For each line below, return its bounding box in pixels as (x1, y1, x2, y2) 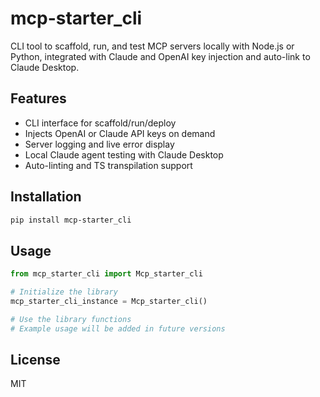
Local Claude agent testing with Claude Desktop (24, 148, 224, 161)
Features (10, 90, 67, 107)
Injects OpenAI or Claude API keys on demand (24, 127, 216, 139)
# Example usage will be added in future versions (10, 323, 226, 334)
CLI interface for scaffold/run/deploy (24, 117, 177, 129)
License (10, 352, 61, 369)
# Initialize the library (10, 287, 118, 297)
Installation (10, 188, 82, 206)
